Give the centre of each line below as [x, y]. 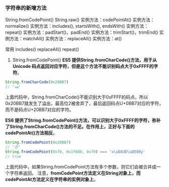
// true [13, 156]
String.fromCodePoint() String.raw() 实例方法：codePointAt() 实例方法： [80, 20]
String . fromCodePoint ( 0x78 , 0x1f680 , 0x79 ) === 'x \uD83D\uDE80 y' [75, 152]
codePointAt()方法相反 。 [31, 133]
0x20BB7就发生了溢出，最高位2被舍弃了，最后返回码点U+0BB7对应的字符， [84, 104]
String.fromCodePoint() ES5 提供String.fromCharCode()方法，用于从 [85, 60]
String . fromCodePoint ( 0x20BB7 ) [38, 143]
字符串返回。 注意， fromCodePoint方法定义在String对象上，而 [75, 173]
